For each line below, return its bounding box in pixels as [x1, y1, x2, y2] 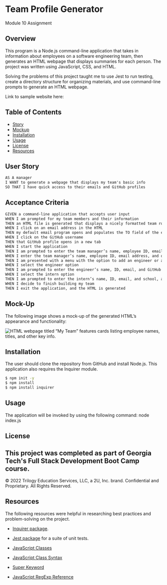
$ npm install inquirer [5, 385, 55, 390]
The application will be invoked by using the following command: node [5, 412, 150, 418]
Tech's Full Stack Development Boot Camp [5, 456, 140, 465]
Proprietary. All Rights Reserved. [5, 483, 72, 489]
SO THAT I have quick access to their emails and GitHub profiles [5, 185, 146, 190]
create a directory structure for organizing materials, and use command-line [5, 78, 161, 84]
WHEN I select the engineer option [5, 263, 79, 268]
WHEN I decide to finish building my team [5, 281, 94, 286]
